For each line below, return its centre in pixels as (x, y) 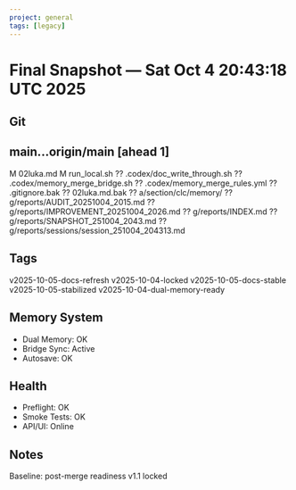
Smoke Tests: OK (54, 417)
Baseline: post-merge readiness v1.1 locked (88, 476)
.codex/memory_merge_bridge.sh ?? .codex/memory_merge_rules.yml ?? (144, 183)
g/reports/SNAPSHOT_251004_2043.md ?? (88, 220)
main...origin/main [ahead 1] (89, 152)
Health (28, 386)
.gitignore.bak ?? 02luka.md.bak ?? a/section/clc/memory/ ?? (121, 192)
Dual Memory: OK (55, 339)
